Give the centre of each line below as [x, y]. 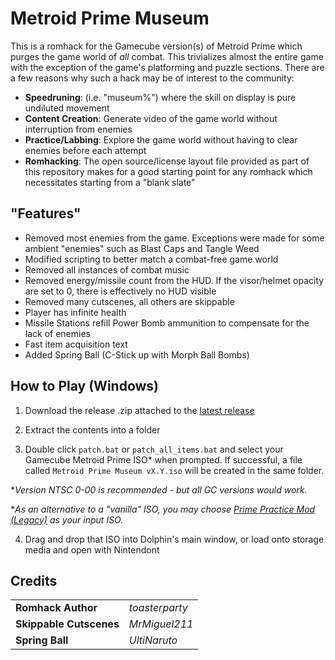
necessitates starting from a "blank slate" [110, 182]
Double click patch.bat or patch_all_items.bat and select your [154, 449]
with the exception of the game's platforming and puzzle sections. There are [167, 67]
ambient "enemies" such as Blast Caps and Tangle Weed [142, 248]
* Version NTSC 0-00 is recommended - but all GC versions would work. [159, 489]
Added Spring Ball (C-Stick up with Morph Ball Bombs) [137, 354]
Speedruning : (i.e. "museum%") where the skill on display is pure [160, 97]
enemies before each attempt [85, 150]
